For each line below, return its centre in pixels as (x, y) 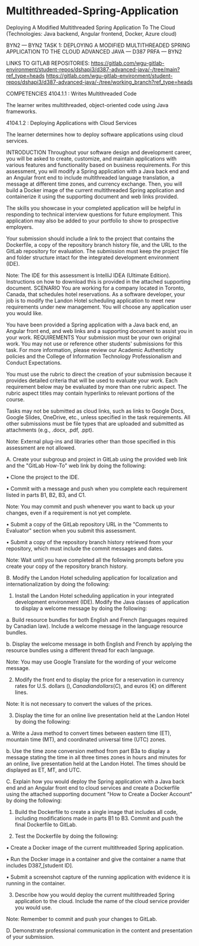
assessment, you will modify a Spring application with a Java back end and (98, 171)
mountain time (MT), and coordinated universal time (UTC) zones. (86, 739)
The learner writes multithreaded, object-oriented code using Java (87, 105)
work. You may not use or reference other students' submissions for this (94, 344)
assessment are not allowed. (41, 448)
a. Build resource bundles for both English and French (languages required (97, 620)
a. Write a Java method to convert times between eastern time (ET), (89, 733)
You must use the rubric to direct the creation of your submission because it (99, 374)
